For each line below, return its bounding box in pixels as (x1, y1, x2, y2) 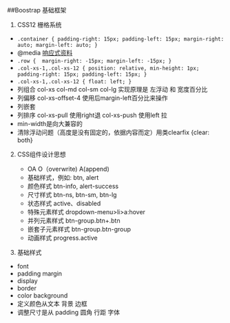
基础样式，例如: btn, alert (27, 174, 99, 181)
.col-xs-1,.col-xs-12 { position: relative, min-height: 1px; (17, 65, 200, 72)
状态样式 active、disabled (27, 199, 101, 207)
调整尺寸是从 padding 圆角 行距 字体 (17, 309, 121, 316)
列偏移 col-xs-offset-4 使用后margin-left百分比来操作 (17, 94, 168, 102)
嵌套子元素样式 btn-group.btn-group (27, 225, 132, 233)
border (17, 284, 36, 292)
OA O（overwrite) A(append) (27, 165, 110, 173)
